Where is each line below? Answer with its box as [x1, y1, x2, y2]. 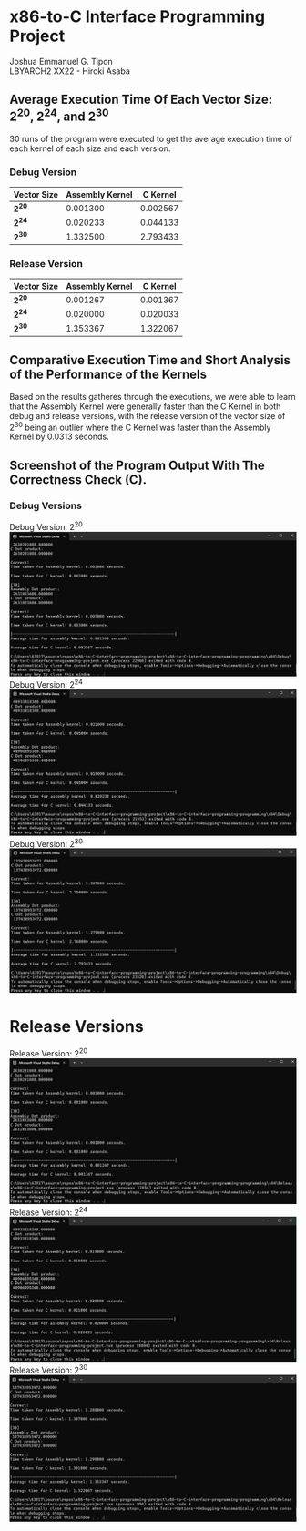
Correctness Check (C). [9, 472, 148, 487]
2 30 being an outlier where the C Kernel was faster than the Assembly [9, 420, 271, 433]
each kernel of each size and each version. [9, 143, 171, 154]
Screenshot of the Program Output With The [9, 457, 266, 473]
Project [9, 26, 66, 46]
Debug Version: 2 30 [9, 836, 84, 849]
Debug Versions [9, 499, 82, 512]
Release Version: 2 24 [9, 1205, 88, 1218]
